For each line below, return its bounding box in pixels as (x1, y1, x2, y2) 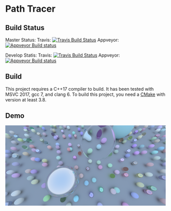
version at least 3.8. (5, 96, 47, 102)
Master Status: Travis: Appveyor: (5, 37, 119, 43)
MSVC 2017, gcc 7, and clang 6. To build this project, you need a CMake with (5, 91, 165, 97)
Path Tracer (5, 3, 56, 15)
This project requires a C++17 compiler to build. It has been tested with (5, 86, 154, 92)
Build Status (5, 23, 45, 32)
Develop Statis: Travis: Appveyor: (5, 52, 121, 58)
